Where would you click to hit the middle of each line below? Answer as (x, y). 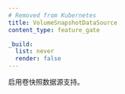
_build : (21, 44)
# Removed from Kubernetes (52, 15)
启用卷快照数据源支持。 (46, 82)
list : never (35, 52)
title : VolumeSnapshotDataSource (63, 23)
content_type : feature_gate (54, 30)
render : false (38, 59)
